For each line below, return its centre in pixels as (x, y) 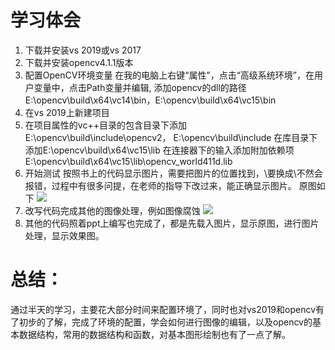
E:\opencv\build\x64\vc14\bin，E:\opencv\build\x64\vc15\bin (150, 100)
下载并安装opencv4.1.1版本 (79, 62)
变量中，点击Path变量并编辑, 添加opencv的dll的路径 (140, 87)
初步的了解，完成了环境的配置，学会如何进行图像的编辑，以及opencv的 (165, 322)
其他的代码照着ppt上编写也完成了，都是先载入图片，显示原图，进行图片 (172, 223)
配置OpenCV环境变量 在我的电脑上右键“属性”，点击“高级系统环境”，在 (169, 75)
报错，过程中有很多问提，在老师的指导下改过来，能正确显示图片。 (160, 185)
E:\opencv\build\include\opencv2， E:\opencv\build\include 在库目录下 (171, 137)
